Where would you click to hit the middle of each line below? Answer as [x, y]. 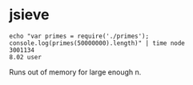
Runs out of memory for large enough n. [75, 72]
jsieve [29, 15]
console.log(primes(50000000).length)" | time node [97, 43]
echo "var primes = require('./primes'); [79, 36]
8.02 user [26, 57]
